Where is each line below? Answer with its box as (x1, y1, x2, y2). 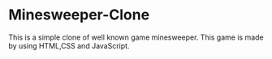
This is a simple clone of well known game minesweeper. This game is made (8, 32, 264, 42)
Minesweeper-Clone (8, 6, 150, 24)
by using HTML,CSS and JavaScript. (8, 40, 130, 50)
